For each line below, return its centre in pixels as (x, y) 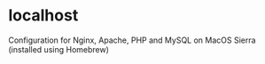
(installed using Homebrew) (59, 49)
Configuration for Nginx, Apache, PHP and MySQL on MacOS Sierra (132, 40)
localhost (43, 16)
